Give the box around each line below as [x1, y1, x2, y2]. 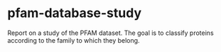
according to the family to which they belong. [7, 36, 140, 44]
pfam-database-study [7, 5, 142, 21]
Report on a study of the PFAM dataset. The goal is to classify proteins [7, 28, 215, 37]
